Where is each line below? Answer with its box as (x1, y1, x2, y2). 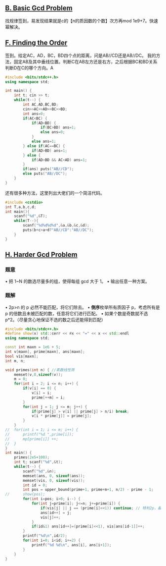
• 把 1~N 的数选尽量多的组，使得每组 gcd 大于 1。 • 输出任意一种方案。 (5, 279, 150, 284)
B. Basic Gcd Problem (5, 4, 73, 12)
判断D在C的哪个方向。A (5, 64, 53, 71)
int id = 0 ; (23, 483, 48, 488)
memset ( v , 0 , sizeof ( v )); (14, 372, 63, 377)
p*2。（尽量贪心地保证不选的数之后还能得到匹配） (5, 317, 106, 323)
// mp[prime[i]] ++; (5, 436, 58, 442)
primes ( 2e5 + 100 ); (14, 455, 50, 460)
